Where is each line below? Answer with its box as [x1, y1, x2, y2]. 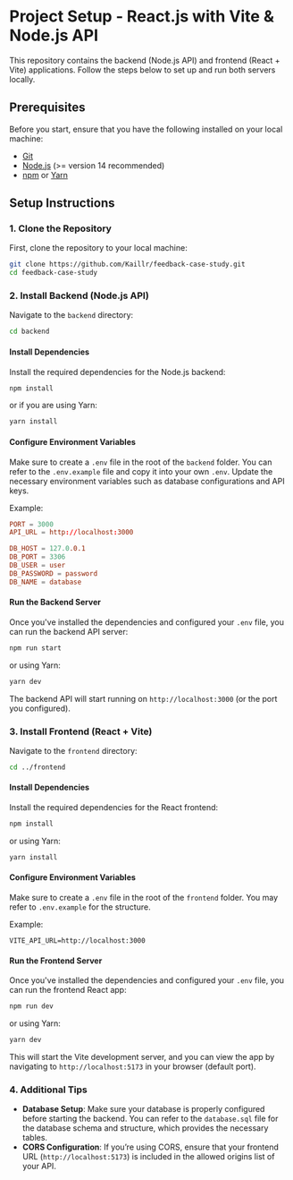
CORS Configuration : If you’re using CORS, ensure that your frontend [21, 1142, 280, 1152]
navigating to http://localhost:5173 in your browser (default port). [9, 1061, 256, 1072]
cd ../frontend [9, 763, 66, 772]
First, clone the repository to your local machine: [9, 243, 188, 253]
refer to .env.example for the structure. [9, 902, 151, 912]
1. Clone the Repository [9, 222, 112, 235]
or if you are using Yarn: [9, 400, 98, 411]
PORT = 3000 [9, 519, 54, 529]
